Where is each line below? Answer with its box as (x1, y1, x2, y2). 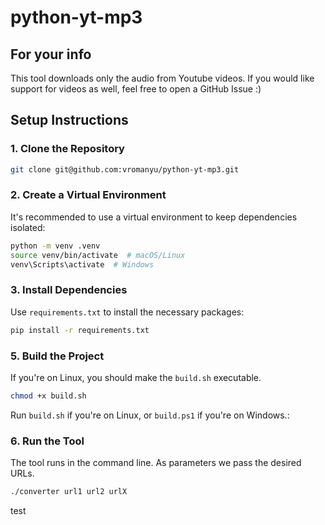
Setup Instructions (10, 112, 129, 129)
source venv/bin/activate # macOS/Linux (10, 250, 186, 260)
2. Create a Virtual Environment (10, 188, 167, 202)
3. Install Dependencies (10, 283, 128, 297)
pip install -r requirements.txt (10, 325, 150, 335)
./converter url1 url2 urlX (10, 487, 128, 497)
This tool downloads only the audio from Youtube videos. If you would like (10, 72, 315, 84)
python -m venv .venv (10, 241, 101, 251)
